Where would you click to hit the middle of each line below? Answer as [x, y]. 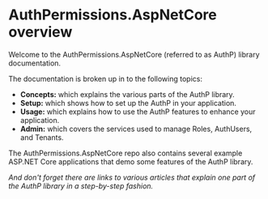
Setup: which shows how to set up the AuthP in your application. [128, 103]
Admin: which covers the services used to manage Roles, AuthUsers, [136, 129]
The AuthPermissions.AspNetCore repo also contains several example [125, 153]
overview [40, 32]
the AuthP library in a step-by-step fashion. [81, 186]
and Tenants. [42, 137]
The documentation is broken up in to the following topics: [105, 78]
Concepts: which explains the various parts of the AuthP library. [127, 94]
